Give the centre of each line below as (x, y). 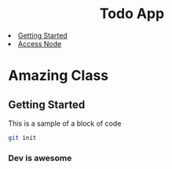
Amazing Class (59, 76)
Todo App (132, 14)
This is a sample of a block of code (65, 123)
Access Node (40, 43)
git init (22, 138)
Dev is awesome (40, 158)
